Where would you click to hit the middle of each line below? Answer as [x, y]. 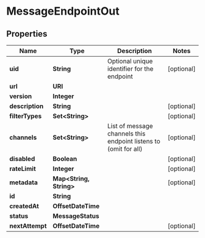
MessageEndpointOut [63, 11]
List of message [130, 126]
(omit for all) [125, 149]
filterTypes [26, 116]
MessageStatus [76, 216]
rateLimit [23, 169]
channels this [126, 134]
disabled [22, 159]
